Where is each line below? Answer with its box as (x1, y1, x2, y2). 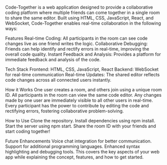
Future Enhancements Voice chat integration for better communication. (5, 138, 152, 144)
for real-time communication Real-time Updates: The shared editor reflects (5, 72, 160, 77)
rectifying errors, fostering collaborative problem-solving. (5, 108, 124, 114)
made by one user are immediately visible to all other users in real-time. (5, 97, 153, 103)
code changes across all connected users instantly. (5, 77, 111, 83)
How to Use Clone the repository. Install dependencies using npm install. (5, 118, 155, 123)
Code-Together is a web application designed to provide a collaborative (5, 5, 153, 10)
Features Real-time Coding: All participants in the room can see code (5, 35, 148, 41)
